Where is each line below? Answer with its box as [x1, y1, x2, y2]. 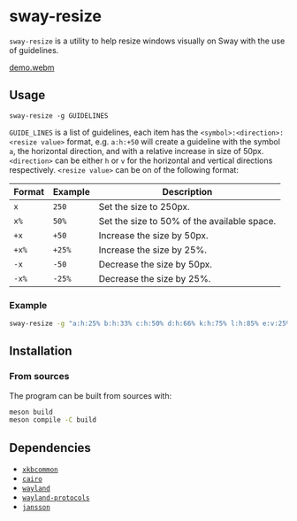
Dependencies [9, 440, 91, 455]
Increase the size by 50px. [98, 229, 209, 241]
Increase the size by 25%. [98, 244, 208, 256]
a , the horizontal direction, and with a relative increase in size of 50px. [9, 145, 264, 156]
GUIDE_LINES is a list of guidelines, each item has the [9, 127, 199, 137]
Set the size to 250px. [98, 200, 190, 213]
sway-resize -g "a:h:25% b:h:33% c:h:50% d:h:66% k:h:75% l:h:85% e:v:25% [9, 319, 291, 329]
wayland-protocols [21, 494, 90, 502]
